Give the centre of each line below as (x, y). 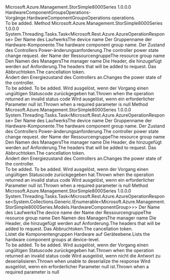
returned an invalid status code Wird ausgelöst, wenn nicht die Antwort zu (83, 256)
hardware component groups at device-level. (53, 240)
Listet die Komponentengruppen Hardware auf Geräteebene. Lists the (78, 234)
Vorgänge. (16, 18)
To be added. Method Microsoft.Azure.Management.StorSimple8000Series (84, 23)
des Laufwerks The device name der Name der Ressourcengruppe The (78, 213)
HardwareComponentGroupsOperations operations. (81, 18)
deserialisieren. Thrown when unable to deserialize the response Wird (78, 261)
